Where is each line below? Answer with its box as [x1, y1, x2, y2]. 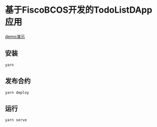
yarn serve [5, 118, 27, 123]
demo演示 [5, 34, 25, 39]
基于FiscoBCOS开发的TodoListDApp [5, 4, 153, 16]
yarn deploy [5, 90, 29, 95]
